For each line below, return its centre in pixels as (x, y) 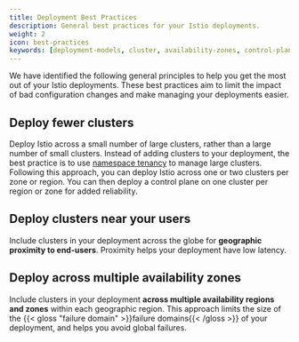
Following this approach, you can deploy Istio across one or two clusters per (149, 172)
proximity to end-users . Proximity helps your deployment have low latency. (148, 250)
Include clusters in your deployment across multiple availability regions (142, 299)
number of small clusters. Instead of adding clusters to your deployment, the (149, 153)
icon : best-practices (49, 42)
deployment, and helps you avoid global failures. (98, 327)
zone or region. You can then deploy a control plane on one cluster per (139, 181)
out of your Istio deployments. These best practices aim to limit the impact (145, 85)
